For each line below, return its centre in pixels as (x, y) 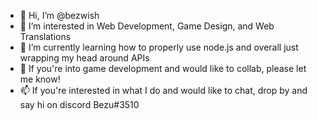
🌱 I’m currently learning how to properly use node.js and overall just (159, 47)
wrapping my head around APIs (84, 58)
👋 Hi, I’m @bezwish (59, 15)
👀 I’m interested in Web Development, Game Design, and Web (147, 26)
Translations (45, 36)
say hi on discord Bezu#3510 (79, 104)
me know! (40, 79)
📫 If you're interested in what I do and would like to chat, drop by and (163, 90)
